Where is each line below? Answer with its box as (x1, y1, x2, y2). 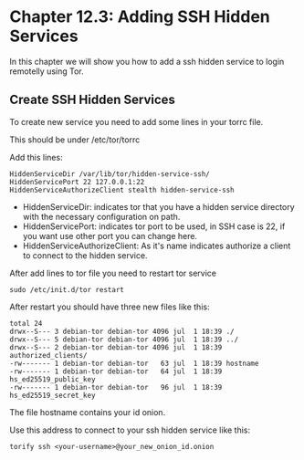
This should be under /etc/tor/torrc (9, 134, 141, 145)
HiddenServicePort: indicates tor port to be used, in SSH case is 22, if (22, 221, 286, 232)
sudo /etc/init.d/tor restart (9, 285, 125, 294)
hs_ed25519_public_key (9, 374, 96, 384)
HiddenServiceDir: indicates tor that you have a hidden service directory (22, 201, 295, 212)
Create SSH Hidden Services (9, 92, 176, 108)
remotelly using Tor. (9, 66, 84, 77)
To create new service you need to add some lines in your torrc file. (9, 116, 264, 127)
